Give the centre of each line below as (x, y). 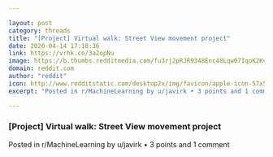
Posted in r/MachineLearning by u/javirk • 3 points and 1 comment (119, 144)
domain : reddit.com (41, 69)
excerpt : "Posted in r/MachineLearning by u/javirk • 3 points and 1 (129, 91)
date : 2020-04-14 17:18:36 (54, 46)
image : (19, 61)
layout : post (30, 23)
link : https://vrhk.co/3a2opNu (61, 54)
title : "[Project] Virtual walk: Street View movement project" (119, 38)
